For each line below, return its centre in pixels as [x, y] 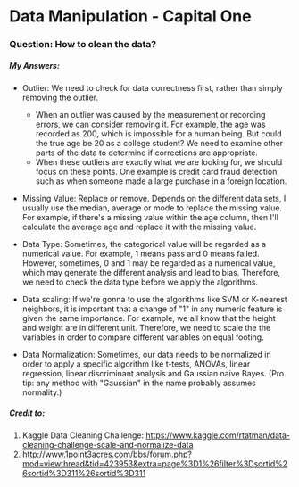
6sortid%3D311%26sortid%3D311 [84, 474]
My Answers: [35, 65]
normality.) [42, 392]
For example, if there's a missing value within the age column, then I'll [150, 218]
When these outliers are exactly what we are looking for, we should [159, 162]
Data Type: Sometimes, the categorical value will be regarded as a [144, 244]
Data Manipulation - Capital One [130, 17]
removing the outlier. [60, 98]
